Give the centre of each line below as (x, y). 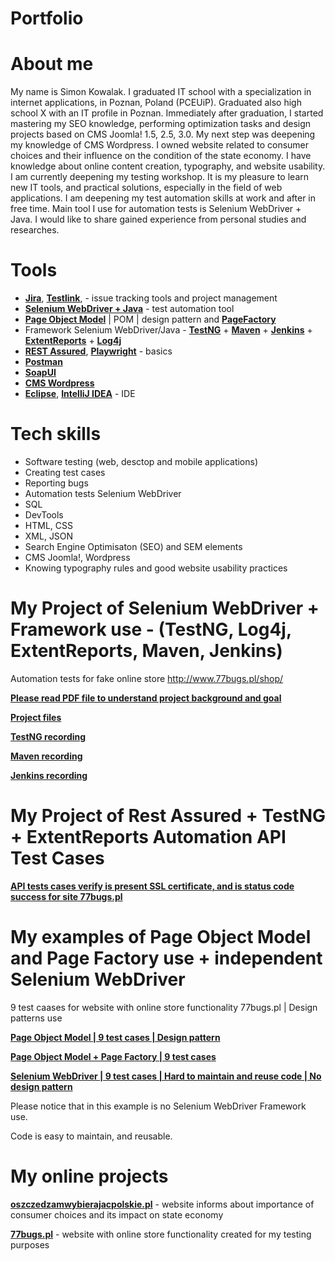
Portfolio (47, 18)
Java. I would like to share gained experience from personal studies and (158, 219)
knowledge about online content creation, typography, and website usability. (168, 166)
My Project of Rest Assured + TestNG (168, 816)
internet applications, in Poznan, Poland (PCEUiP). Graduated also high (156, 103)
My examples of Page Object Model (161, 937)
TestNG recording (48, 736)
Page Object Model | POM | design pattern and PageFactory (150, 319)
